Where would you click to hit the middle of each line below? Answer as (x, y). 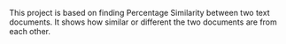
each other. (30, 31)
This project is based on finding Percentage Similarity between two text (139, 13)
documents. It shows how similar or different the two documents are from (143, 22)
